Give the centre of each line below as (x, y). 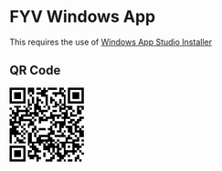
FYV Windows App (83, 17)
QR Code (35, 70)
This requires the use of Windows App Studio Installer (111, 42)
